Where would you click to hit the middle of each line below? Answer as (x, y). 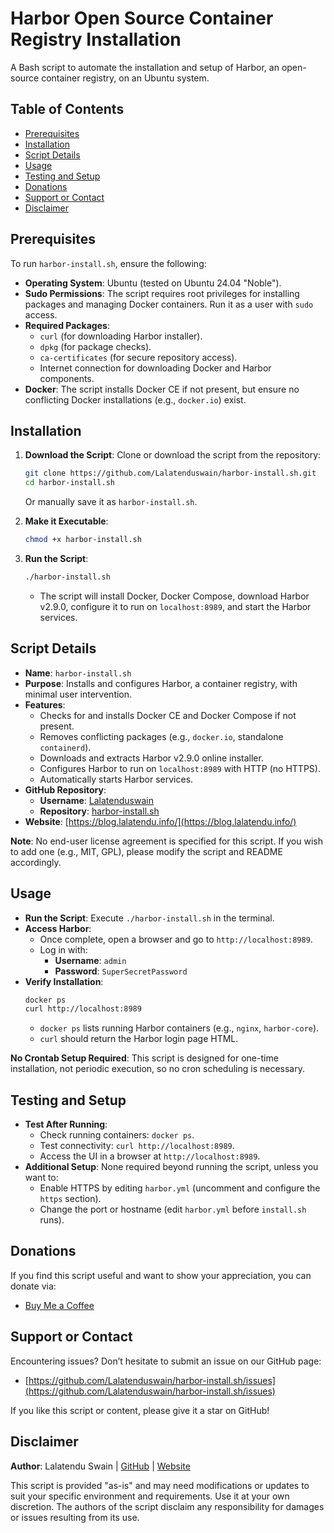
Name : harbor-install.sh (78, 673)
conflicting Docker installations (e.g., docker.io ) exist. (135, 399)
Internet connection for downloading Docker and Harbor (155, 368)
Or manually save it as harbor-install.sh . (111, 502)
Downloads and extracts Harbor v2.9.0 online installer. (151, 758)
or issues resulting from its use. (75, 1517)
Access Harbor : (58, 928)
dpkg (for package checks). (95, 346)
